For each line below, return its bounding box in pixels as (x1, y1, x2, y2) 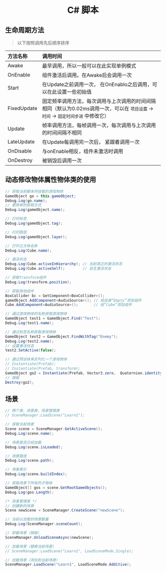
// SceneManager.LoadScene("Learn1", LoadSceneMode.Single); (5, 548, 134, 554)
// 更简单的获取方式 (5, 203, 41, 208)
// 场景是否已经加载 (5, 440, 41, 445)
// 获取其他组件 (5, 288, 34, 294)
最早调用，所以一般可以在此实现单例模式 (41, 62, 136, 69)
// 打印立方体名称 (5, 243, 38, 248)
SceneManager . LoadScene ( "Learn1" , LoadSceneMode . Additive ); (5, 562, 132, 567)
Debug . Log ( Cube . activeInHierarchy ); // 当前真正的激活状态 (5, 261, 123, 266)
